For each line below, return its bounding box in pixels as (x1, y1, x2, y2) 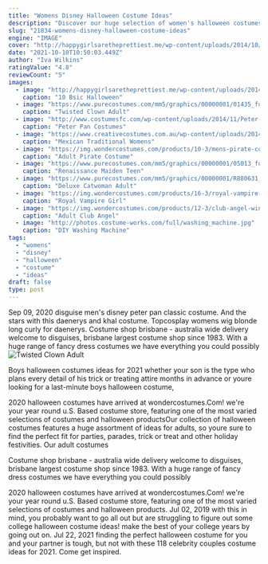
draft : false (8, 278, 52, 287)
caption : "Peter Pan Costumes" (22, 123, 127, 131)
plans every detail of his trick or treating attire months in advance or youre (8, 374, 252, 383)
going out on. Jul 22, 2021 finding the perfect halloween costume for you (8, 531, 248, 539)
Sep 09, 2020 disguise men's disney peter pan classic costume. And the (8, 307, 247, 317)
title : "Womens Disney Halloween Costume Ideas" (8, 11, 173, 20)
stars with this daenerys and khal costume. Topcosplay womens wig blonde (8, 316, 258, 325)
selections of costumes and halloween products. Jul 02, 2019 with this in (8, 505, 247, 514)
